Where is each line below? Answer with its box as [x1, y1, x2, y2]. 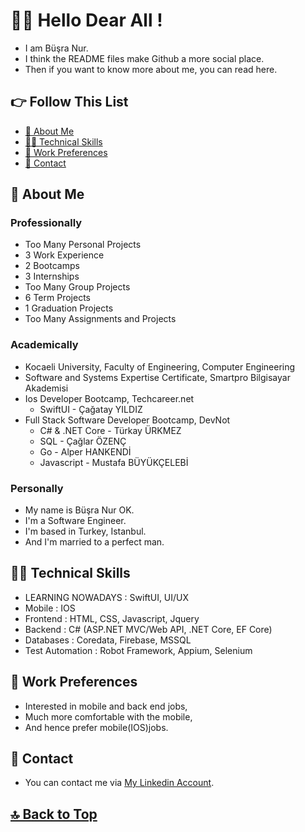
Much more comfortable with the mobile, [24, 710, 193, 723]
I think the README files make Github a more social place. [24, 52, 265, 64]
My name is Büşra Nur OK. [24, 504, 135, 516]
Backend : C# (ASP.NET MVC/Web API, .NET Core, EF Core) [24, 623, 273, 635]
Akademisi [24, 382, 69, 394]
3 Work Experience [24, 249, 105, 261]
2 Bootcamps [24, 260, 80, 272]
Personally [10, 481, 64, 495]
